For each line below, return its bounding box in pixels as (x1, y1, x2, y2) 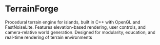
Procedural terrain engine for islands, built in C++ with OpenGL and (5, 19, 140, 25)
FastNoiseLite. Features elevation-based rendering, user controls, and (5, 24, 146, 30)
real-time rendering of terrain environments (5, 34, 93, 40)
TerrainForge (5, 3, 59, 14)
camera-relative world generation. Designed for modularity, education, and (5, 29, 156, 35)
